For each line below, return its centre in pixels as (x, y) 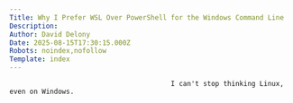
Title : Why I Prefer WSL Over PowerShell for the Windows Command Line (146, 17)
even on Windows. (42, 91)
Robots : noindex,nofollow (58, 51)
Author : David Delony (50, 34)
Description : (34, 26)
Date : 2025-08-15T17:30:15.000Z (70, 43)
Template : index (40, 59)
